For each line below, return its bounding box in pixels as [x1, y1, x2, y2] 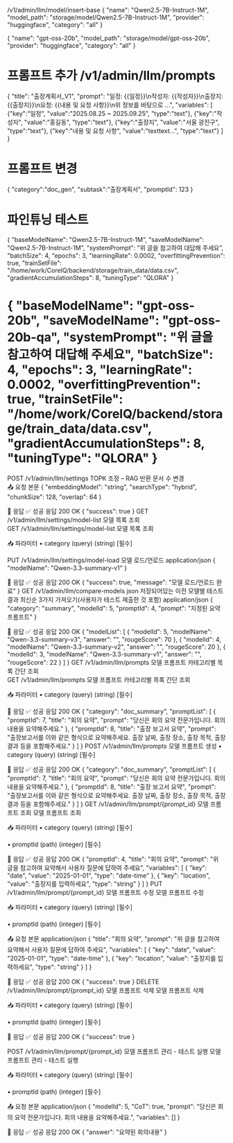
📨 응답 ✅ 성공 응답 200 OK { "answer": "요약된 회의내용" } [7, 1128, 168, 1136]
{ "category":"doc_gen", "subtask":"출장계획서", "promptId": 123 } [7, 185, 193, 193]
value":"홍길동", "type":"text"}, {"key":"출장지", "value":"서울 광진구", [26, 118, 220, 126]
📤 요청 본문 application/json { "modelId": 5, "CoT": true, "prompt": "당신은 [7, 1102, 216, 1110]
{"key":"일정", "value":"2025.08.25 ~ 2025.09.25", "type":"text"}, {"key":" [7, 109, 217, 117]
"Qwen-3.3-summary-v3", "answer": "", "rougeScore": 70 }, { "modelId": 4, [7, 635, 222, 643]
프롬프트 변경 [7, 161, 78, 177]
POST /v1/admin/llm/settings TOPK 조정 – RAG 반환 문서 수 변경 [7, 474, 184, 482]
